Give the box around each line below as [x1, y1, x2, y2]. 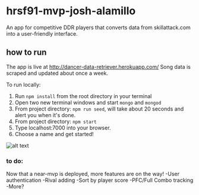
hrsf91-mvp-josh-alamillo [6, 4, 136, 18]
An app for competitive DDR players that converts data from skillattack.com [6, 24, 191, 31]
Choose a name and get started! [14, 130, 94, 137]
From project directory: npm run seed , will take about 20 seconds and [14, 105, 184, 112]
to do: [6, 156, 24, 165]
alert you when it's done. [14, 111, 76, 118]
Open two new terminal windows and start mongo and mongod [14, 99, 162, 106]
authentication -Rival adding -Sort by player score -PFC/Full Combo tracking [6, 177, 194, 184]
